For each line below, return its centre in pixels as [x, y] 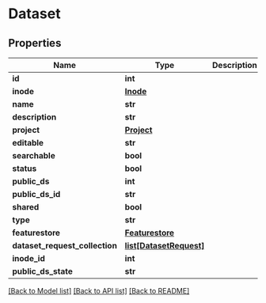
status [25, 169]
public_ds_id [36, 194]
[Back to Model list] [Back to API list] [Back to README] [99, 291]
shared [26, 207]
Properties [35, 43]
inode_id [29, 258]
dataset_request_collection [65, 246]
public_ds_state [42, 271]
